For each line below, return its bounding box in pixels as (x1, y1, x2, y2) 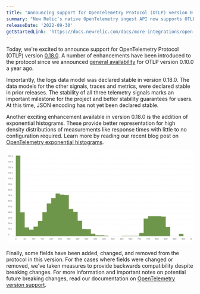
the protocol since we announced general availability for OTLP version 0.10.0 (6, 59, 194, 66)
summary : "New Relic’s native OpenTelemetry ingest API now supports (6, 16, 183, 22)
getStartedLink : (6, 29, 46, 35)
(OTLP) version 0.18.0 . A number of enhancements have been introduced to (6, 52, 192, 59)
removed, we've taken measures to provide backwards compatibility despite (6, 262, 193, 269)
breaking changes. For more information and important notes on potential (6, 268, 186, 275)
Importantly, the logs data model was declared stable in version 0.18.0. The (6, 76, 190, 84)
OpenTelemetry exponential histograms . (6, 139, 104, 146)
